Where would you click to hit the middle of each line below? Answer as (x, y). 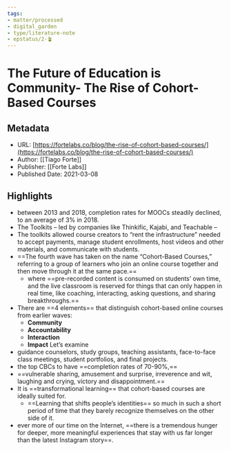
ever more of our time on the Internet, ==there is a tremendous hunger (117, 425)
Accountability (49, 329)
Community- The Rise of (79, 88)
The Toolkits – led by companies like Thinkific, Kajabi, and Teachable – (117, 227)
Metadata (28, 128)
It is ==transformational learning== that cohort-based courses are (111, 388)
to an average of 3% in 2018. (58, 220)
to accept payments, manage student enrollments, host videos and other (120, 242)
